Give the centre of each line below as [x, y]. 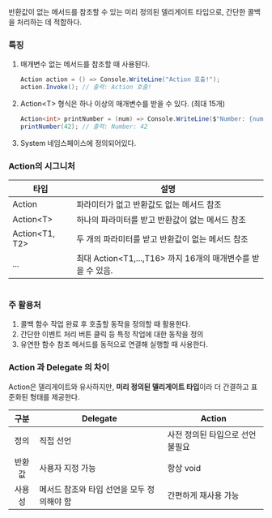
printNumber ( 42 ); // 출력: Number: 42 [84, 126]
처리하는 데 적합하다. [49, 22]
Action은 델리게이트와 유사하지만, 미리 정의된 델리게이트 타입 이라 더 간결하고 [129, 387]
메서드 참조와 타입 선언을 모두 [92, 489]
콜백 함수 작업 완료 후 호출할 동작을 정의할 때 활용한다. [105, 324]
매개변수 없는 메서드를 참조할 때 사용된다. [85, 64]
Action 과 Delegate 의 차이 [59, 367]
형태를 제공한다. [55, 396]
